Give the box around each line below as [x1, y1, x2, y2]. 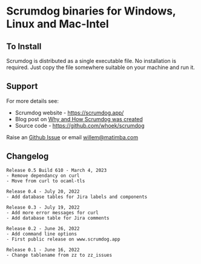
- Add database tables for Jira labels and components [6, 194, 148, 200]
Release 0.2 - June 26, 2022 [6, 225, 80, 231]
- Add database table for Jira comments [6, 215, 110, 221]
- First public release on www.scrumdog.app [6, 236, 120, 242]
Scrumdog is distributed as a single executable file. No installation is [6, 58, 177, 64]
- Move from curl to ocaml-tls [6, 177, 85, 184]
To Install [6, 41, 42, 51]
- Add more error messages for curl [6, 210, 99, 216]
